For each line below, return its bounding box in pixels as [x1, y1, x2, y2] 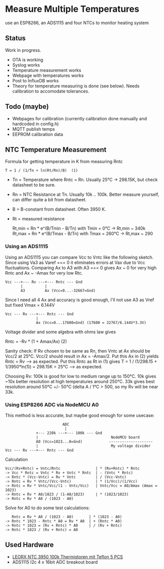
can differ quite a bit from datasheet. [12, 197, 87, 203]
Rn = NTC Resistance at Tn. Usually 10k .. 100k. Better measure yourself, [12, 191, 160, 198]
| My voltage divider [36, 443, 151, 448]
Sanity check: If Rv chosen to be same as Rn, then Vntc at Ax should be [5, 348, 151, 354]
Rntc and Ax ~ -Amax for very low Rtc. [5, 270, 83, 276]
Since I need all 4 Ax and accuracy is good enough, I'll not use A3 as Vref [5, 297, 154, 303]
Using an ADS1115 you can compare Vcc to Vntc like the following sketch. [5, 254, 154, 260]
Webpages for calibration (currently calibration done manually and [12, 115, 147, 121]
